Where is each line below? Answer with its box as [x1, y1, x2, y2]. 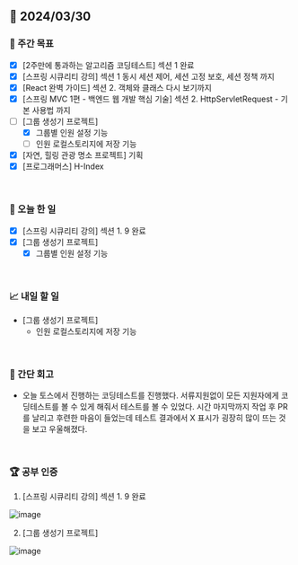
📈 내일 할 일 [9, 289, 60, 302]
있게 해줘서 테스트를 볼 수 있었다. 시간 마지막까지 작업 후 [79, 402, 276, 412]
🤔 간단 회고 [9, 367, 54, 380]
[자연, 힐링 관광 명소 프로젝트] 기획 [22, 150, 144, 161]
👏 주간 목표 [9, 38, 54, 50]
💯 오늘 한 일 [9, 203, 57, 216]
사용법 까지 [31, 104, 71, 115]
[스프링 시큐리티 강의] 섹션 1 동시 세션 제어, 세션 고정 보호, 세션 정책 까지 [22, 71, 276, 82]
